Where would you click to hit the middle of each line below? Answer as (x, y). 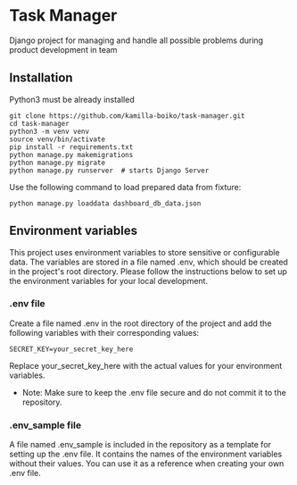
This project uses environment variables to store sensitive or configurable (144, 252)
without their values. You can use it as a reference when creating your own (147, 464)
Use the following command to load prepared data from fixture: (125, 187)
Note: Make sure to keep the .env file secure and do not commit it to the (154, 392)
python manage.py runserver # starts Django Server (109, 171)
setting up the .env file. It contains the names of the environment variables (146, 454)
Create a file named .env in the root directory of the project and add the (140, 323)
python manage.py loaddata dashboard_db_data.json (105, 203)
